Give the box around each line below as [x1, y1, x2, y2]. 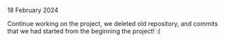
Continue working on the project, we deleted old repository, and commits [7, 20, 219, 27]
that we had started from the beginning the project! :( [7, 27, 161, 35]
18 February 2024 [7, 6, 59, 14]
